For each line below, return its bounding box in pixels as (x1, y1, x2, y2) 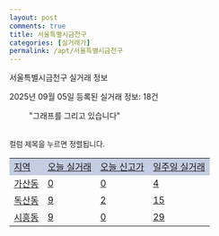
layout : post (9, 13, 58, 22)
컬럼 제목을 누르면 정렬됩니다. (9, 139, 106, 149)
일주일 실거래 (152, 161, 206, 173)
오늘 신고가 (100, 161, 145, 173)
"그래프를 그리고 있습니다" (29, 110, 121, 121)
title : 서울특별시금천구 (9, 30, 87, 39)
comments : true (9, 22, 66, 31)
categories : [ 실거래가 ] (9, 38, 92, 48)
